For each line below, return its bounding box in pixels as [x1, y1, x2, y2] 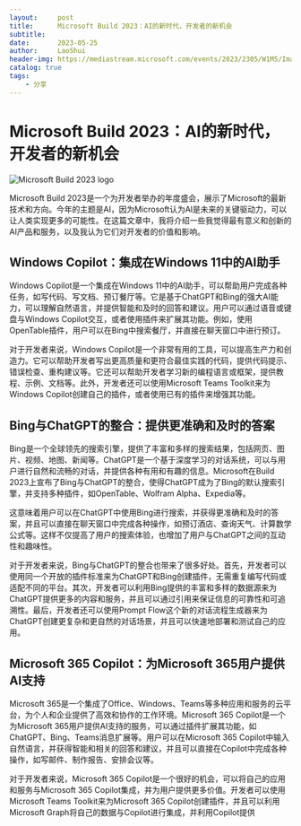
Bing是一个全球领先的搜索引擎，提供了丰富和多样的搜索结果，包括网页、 [9, 443, 278, 454]
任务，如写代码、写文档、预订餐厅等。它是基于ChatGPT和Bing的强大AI [9, 291, 271, 302]
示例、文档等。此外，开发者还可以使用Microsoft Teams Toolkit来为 [24, 378, 271, 388]
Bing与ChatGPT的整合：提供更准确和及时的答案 [9, 418, 275, 433]
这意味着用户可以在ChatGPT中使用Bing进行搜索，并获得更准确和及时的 [9, 508, 271, 518]
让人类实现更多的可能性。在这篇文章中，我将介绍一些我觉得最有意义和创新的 [9, 214, 292, 225]
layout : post [9, 13, 74, 22]
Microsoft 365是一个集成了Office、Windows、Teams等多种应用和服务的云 [9, 699, 284, 709]
